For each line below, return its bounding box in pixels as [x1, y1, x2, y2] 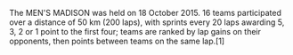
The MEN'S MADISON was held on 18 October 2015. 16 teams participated [9, 8, 282, 18]
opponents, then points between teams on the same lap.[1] [9, 35, 225, 46]
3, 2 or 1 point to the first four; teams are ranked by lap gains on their [9, 27, 261, 36]
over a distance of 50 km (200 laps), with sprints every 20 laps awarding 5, [9, 17, 285, 27]
